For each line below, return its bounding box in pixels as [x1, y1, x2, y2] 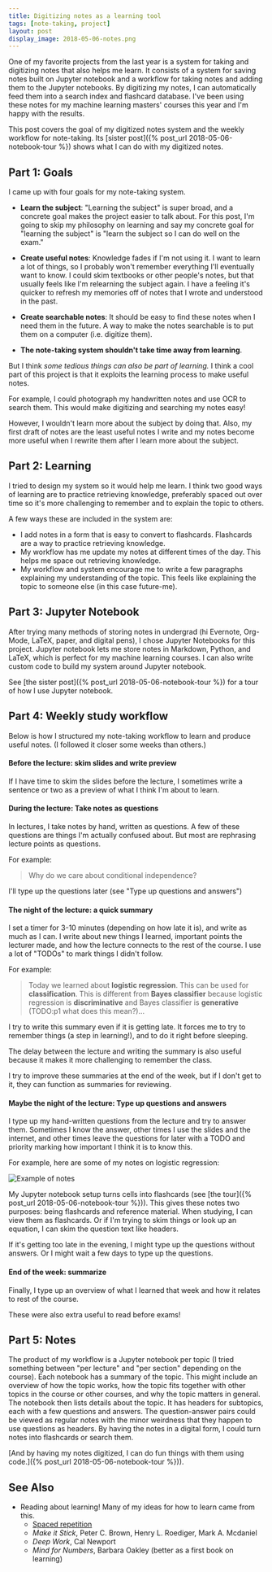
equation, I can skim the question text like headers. [8, 1224, 179, 1234]
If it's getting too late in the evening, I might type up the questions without [8, 1240, 256, 1250]
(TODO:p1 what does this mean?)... [28, 1007, 145, 1016]
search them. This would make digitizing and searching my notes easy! [8, 403, 246, 413]
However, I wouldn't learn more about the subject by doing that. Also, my [8, 418, 253, 428]
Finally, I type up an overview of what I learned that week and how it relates [8, 1285, 261, 1295]
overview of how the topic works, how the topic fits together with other [8, 1381, 246, 1391]
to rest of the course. [8, 1294, 79, 1303]
